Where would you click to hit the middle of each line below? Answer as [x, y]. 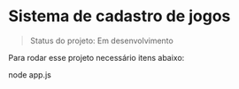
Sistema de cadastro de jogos [119, 16]
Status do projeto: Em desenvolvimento [101, 41]
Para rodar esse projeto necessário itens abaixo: [96, 57]
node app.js [30, 74]
